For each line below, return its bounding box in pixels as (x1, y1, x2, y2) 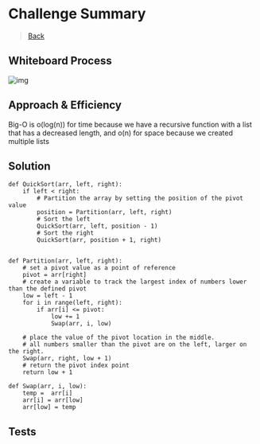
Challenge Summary (8, 5, 146, 23)
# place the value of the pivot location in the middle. (22, 333, 215, 342)
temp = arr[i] (22, 389, 73, 398)
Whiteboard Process (8, 54, 113, 68)
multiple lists (8, 136, 50, 146)
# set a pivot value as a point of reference (22, 264, 177, 272)
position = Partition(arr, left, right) (37, 208, 173, 216)
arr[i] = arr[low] (22, 396, 83, 404)
